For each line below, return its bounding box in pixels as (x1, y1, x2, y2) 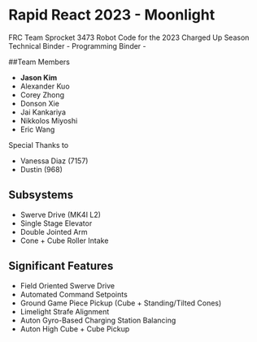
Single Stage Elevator (20, 218, 93, 228)
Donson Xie (20, 98, 59, 108)
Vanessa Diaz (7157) (20, 156, 89, 166)
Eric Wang (20, 124, 55, 134)
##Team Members (8, 57, 71, 67)
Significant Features (8, 259, 114, 273)
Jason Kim (20, 72, 58, 82)
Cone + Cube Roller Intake (20, 236, 109, 245)
